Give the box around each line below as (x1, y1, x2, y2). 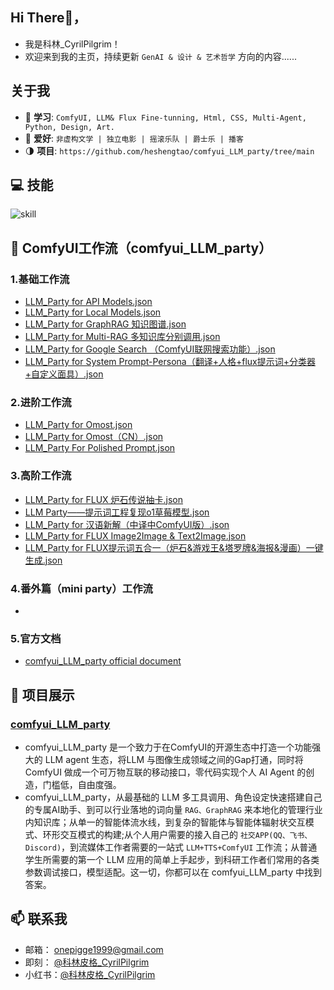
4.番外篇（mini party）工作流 (10, 581, 153, 595)
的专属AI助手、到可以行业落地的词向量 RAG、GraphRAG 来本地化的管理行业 (24, 804, 323, 815)
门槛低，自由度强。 (42, 779, 122, 790)
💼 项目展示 (10, 686, 75, 703)
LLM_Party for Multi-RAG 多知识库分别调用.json (24, 331, 221, 343)
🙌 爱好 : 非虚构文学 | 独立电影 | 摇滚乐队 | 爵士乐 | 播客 (24, 132, 244, 144)
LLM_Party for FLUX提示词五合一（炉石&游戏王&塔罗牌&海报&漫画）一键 (24, 541, 324, 553)
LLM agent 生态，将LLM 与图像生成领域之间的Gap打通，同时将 (44, 754, 304, 765)
